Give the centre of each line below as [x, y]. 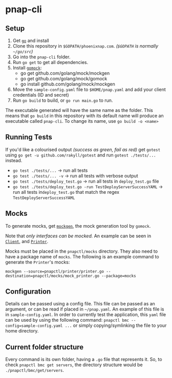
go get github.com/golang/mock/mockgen [65, 73]
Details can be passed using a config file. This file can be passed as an [80, 304]
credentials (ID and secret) [41, 95]
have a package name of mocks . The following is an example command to [82, 256]
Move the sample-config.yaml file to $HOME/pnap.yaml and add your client [89, 90]
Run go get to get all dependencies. [50, 62]
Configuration [28, 292]
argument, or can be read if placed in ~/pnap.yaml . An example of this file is [85, 309]
